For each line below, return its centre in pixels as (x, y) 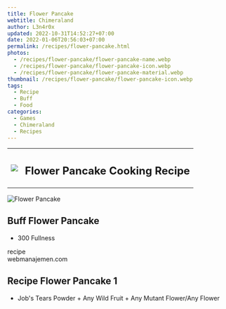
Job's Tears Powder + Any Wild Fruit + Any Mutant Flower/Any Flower (118, 298)
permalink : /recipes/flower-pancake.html (69, 46)
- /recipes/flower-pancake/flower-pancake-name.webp (92, 60)
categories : (25, 112)
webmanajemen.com (38, 259)
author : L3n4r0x (31, 27)
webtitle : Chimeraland (40, 20)
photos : (19, 53)
